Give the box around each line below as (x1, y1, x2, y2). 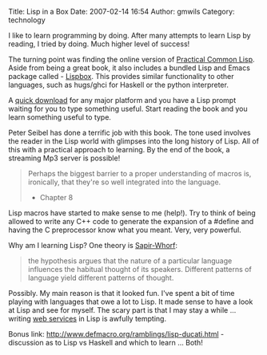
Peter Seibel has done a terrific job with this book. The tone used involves (8, 128, 251, 137)
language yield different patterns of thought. (27, 273, 174, 282)
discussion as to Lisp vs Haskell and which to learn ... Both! (8, 338, 204, 347)
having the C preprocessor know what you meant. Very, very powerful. (8, 225, 241, 235)
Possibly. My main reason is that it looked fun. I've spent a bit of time (8, 289, 235, 298)
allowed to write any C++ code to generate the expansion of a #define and (8, 217, 254, 226)
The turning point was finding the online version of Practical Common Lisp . (8, 55, 255, 64)
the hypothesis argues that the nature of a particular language (27, 256, 233, 266)
